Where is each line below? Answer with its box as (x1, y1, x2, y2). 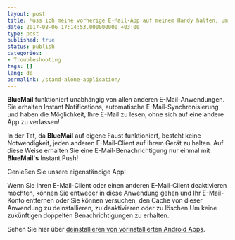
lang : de (7, 69, 33, 76)
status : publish (7, 43, 55, 50)
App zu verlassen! (7, 118, 60, 126)
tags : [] (7, 63, 33, 70)
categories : (7, 50, 42, 57)
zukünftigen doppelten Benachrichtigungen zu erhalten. (7, 211, 170, 220)
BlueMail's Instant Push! (7, 154, 79, 162)
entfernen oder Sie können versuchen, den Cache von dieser (25, 196, 203, 205)
